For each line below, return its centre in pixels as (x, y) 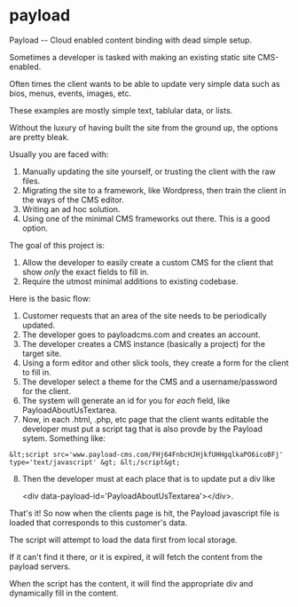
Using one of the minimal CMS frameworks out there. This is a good (146, 218)
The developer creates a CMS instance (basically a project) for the (144, 343)
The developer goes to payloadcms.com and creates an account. (141, 335)
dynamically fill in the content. (64, 593)
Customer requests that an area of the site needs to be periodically (145, 315)
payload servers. (40, 566)
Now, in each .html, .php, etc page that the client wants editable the (145, 419)
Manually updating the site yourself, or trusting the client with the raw (149, 171)
